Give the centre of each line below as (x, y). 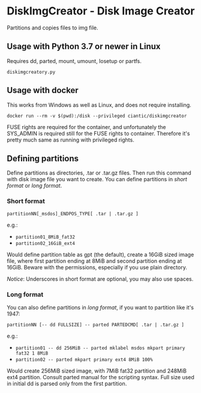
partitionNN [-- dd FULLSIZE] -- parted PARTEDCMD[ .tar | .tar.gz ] (96, 325)
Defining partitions (43, 158)
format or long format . (34, 186)
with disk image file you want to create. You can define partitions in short (97, 179)
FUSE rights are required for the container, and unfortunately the (87, 127)
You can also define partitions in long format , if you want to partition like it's (100, 307)
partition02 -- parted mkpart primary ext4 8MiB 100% (84, 359)
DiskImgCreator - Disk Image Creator (101, 11)
